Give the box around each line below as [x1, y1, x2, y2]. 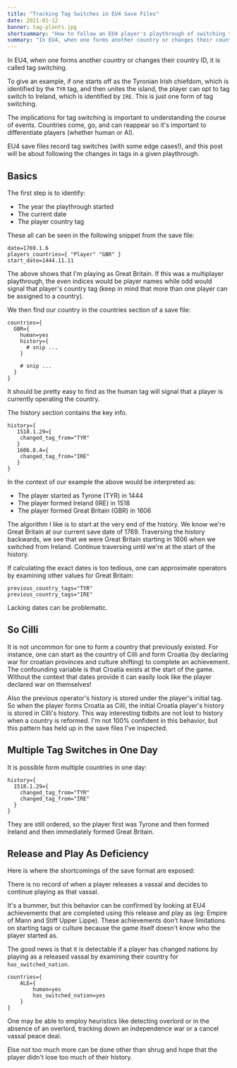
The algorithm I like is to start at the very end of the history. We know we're [7, 520, 226, 528]
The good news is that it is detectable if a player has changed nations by [7, 945, 219, 954]
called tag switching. [7, 64, 68, 72]
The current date [17, 210, 67, 218]
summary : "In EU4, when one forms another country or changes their [7, 37, 213, 44]
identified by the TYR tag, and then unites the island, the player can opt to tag [7, 85, 230, 93]
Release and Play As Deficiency [7, 848, 150, 860]
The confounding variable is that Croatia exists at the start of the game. [7, 665, 214, 673]
